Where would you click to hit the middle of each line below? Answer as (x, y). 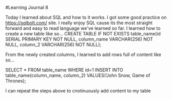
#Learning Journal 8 (27, 7)
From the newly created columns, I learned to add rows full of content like (83, 54)
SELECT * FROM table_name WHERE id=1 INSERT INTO (64, 70)
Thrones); (16, 81)
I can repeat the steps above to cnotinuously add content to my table (78, 91)
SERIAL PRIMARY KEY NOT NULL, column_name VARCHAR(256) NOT (79, 39)
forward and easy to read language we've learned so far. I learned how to (83, 28)
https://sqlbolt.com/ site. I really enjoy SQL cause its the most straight (79, 23)
